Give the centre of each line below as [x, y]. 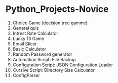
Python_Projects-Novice [57, 9]
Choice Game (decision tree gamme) [50, 23]
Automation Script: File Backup [44, 59]
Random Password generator [42, 54]
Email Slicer [25, 43]
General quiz [26, 28]
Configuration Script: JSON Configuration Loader [63, 65]
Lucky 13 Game [28, 39]
